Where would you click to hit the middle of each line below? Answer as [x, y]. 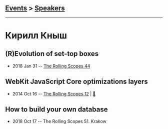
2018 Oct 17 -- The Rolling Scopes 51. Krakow [59, 121]
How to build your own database [56, 109]
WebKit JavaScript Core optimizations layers [77, 82]
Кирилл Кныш [36, 35]
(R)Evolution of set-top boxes [52, 54]
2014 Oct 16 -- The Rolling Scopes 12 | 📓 [54, 93]
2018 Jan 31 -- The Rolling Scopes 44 [51, 66]
